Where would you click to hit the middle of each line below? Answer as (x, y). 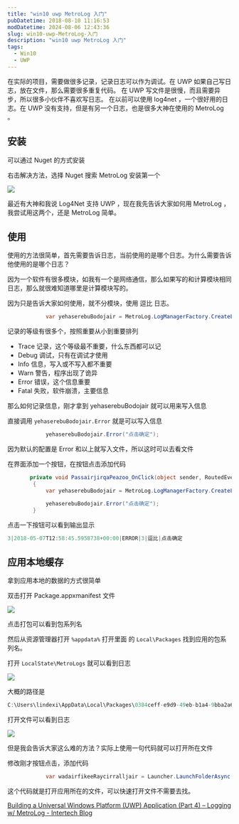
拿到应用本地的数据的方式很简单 (54, 581)
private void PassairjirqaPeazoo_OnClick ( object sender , (116, 478)
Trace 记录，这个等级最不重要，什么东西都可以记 (89, 346)
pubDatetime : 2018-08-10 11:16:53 (59, 21)
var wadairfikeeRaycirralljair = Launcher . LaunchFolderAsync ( (139, 777)
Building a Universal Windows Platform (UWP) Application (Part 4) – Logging (119, 805)
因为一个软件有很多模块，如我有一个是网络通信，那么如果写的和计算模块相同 (119, 279)
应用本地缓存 (36, 562)
